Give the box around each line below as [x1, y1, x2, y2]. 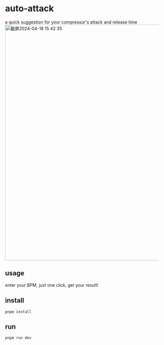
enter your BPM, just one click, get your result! [5, 282, 99, 288]
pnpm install [5, 309, 32, 314]
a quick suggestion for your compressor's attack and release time [5, 19, 138, 25]
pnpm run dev [5, 336, 32, 341]
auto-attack [5, 3, 54, 14]
